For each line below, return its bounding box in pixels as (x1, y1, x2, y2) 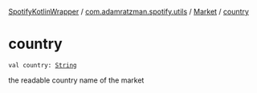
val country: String (8, 61, 78, 69)
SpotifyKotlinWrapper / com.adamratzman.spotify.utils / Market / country (8, 7, 249, 16)
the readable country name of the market (8, 75, 145, 85)
